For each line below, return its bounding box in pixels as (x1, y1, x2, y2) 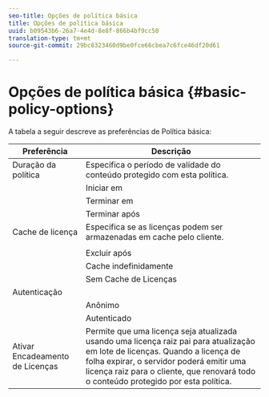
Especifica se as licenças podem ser (85, 221, 223, 233)
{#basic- (187, 83, 247, 101)
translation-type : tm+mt (8, 34, 91, 43)
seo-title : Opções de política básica (8, 11, 138, 20)
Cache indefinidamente (85, 261, 174, 272)
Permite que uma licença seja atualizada (85, 326, 238, 337)
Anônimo (85, 300, 120, 311)
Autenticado (85, 313, 132, 324)
